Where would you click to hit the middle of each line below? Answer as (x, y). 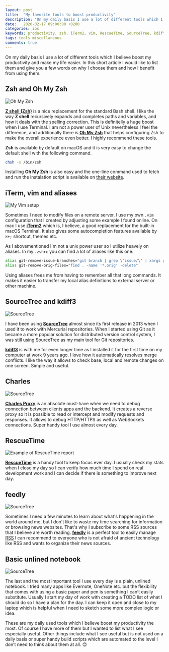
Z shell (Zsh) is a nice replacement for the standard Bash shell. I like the (80, 111)
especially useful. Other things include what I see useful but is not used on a (84, 634)
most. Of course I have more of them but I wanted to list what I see (74, 628)
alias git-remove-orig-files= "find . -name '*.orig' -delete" (72, 265)
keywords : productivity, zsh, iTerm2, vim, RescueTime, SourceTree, (78, 33)
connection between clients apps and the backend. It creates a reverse (79, 409)
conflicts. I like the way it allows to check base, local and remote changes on (84, 360)
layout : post (19, 10)
